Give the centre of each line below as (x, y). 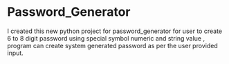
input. (16, 53)
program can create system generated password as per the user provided (112, 45)
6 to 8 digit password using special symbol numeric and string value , (106, 38)
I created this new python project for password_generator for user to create (115, 31)
